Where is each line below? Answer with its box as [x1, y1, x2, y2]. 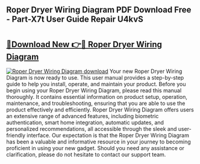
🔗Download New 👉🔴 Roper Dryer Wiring [6, 39, 163, 49]
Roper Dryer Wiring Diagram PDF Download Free [6, 5, 192, 15]
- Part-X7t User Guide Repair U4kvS [6, 14, 143, 25]
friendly [6, 132, 26, 139]
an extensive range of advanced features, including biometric [6, 113, 159, 119]
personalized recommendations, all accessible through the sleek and [6, 125, 177, 132]
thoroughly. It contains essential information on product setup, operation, [6, 93, 188, 100]
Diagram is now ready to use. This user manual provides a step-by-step [6, 74, 184, 81]
